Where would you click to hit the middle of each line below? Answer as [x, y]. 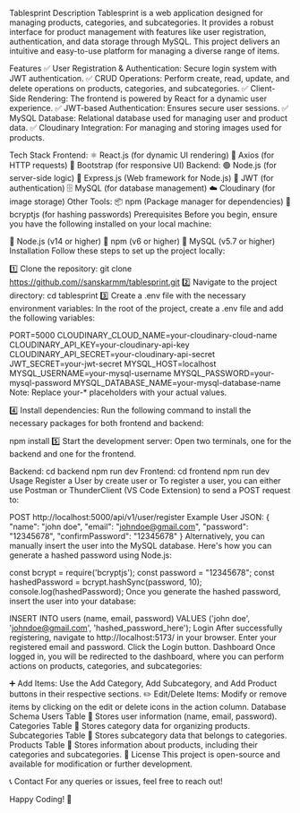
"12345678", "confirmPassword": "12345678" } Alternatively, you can [137, 536]
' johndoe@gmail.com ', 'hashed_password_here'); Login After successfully [146, 628]
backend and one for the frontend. [73, 454]
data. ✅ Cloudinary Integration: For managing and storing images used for [146, 128]
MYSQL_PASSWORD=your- [224, 373]
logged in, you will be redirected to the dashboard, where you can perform [147, 656]
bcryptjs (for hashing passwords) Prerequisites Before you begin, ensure [143, 214]
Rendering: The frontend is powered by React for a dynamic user [147, 98]
